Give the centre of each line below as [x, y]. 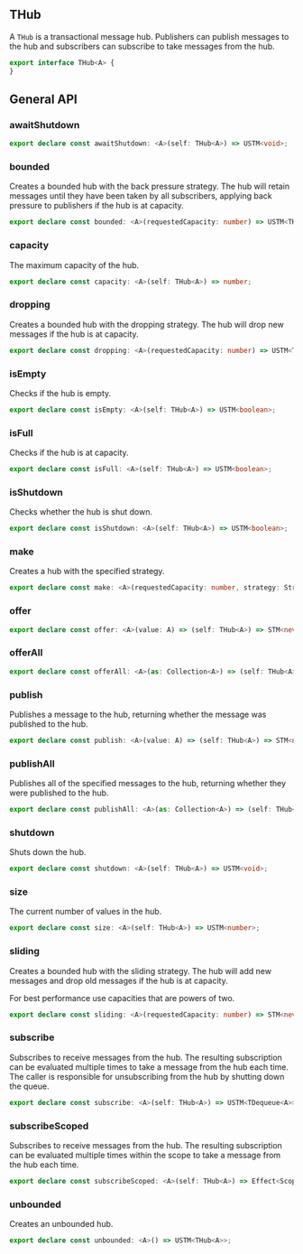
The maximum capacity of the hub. [74, 265]
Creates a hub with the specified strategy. [87, 571]
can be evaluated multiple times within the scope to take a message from [145, 1155]
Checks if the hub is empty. [60, 393]
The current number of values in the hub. [86, 912]
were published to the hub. [59, 793]
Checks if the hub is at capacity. [69, 453]
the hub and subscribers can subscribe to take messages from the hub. [142, 46]
